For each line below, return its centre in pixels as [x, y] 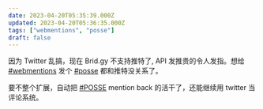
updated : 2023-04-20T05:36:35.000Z [67, 23]
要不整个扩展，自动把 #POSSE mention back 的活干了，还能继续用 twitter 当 [132, 88]
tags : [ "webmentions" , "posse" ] [61, 30]
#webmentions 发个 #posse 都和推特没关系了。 [86, 71]
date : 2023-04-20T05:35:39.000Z [61, 15]
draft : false [30, 38]
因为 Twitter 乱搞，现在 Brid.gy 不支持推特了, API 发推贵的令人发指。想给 [126, 61]
